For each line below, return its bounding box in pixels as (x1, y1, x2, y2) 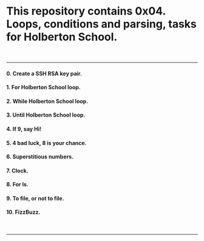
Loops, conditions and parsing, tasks (6, 17, 197, 31)
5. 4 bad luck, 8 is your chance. (6, 139, 87, 146)
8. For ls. (6, 181, 29, 188)
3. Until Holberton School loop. (6, 111, 86, 119)
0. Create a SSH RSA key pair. (6, 70, 83, 77)
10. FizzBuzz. (6, 208, 41, 216)
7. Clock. (6, 167, 29, 174)
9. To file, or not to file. (6, 194, 65, 202)
